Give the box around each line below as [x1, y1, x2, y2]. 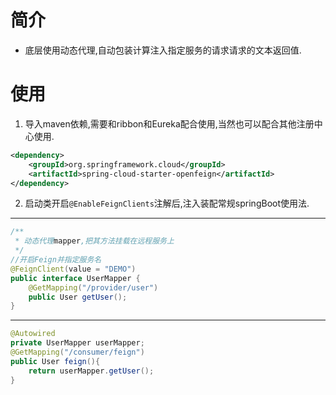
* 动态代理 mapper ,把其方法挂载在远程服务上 [14, 236, 175, 246]
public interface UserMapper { [10, 273, 141, 283]
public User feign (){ [10, 356, 101, 366]
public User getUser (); [28, 292, 128, 302]
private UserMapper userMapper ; [10, 338, 145, 348]
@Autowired [10, 329, 56, 339]
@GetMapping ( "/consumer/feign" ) [10, 347, 145, 357]
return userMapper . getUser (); [28, 366, 155, 376]
